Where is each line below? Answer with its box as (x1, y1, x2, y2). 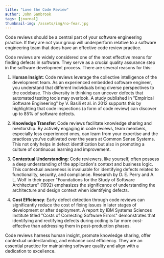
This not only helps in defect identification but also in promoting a (12, 141, 145, 147)
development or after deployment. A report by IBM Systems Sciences (12, 207, 152, 213)
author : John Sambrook (5, 12, 51, 17)
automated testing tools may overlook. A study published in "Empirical (12, 95, 154, 101)
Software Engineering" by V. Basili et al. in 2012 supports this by (12, 100, 141, 106)
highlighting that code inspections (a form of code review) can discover (12, 106, 157, 112)
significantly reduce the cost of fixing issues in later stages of (12, 202, 137, 208)
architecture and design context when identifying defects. (12, 187, 129, 193)
